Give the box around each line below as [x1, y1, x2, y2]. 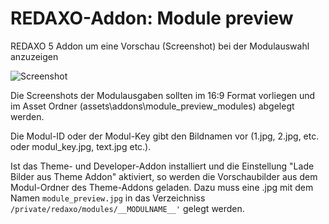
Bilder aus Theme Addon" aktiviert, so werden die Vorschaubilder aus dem [10, 170, 318, 182]
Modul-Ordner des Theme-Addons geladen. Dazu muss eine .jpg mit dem [10, 181, 314, 193]
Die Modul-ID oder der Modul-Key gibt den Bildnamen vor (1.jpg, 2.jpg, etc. [10, 130, 320, 142]
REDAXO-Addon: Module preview [10, 7, 294, 30]
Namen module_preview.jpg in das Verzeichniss [10, 192, 206, 204]
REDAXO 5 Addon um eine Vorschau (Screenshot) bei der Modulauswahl [10, 40, 310, 52]
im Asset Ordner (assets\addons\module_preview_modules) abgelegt [10, 100, 295, 112]
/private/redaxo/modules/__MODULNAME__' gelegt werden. [10, 202, 245, 214]
